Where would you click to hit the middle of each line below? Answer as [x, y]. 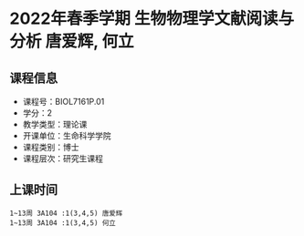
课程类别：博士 [51, 147]
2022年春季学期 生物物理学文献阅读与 [152, 19]
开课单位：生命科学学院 [67, 136]
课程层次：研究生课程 [63, 159]
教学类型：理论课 [55, 124]
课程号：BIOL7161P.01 [63, 102]
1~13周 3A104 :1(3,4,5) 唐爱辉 [66, 213]
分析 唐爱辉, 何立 [72, 41]
